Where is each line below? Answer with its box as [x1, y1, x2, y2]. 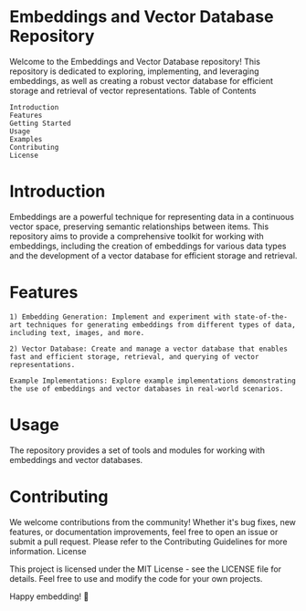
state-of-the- [234, 312, 288, 321]
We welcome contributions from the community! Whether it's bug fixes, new [9, 516, 297, 527]
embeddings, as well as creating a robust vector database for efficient [9, 75, 274, 86]
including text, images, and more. [9, 328, 145, 337]
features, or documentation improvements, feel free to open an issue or [9, 526, 279, 537]
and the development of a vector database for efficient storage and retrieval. [9, 249, 298, 261]
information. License [9, 545, 87, 556]
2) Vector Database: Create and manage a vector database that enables [9, 344, 288, 353]
